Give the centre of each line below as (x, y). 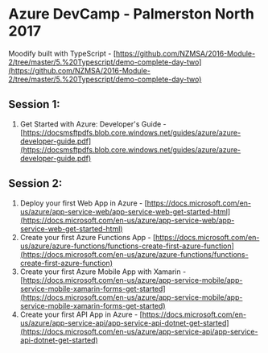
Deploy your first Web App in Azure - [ (83, 203)
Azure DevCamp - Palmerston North (132, 14)
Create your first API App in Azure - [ (81, 314)
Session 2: (35, 183)
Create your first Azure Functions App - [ (88, 237)
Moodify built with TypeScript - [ (62, 53)
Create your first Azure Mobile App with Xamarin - (103, 272)
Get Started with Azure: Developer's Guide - (93, 124)
